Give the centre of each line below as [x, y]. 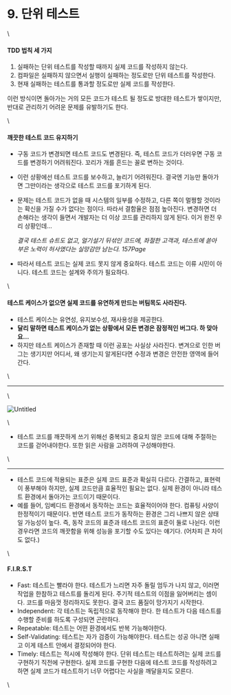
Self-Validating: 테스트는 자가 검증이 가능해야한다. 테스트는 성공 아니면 [112, 637]
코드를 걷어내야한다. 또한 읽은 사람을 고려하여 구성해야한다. [96, 445]
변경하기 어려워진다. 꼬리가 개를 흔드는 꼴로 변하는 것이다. [107, 163]
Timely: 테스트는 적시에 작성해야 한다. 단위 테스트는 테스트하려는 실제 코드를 [119, 654]
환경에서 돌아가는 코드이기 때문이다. [72, 497]
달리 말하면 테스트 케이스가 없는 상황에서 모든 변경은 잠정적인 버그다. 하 [111, 328]
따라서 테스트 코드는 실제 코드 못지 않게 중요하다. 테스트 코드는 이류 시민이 [116, 264]
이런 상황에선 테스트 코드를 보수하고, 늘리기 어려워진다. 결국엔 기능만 [109, 177]
